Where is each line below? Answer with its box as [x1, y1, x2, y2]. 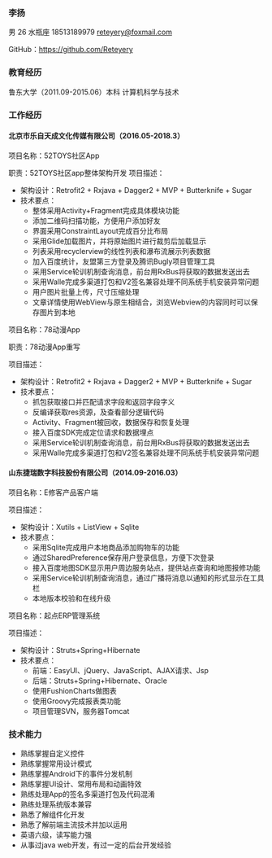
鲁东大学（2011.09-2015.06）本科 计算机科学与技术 [8, 87, 180, 97]
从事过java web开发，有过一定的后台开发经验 [19, 840, 172, 850]
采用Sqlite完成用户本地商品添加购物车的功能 [32, 542, 180, 552]
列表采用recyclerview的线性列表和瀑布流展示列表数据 [32, 246, 211, 256]
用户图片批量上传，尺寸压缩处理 [32, 287, 140, 296]
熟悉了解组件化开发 [19, 810, 85, 820]
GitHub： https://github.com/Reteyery [8, 45, 134, 55]
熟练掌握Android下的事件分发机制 [19, 769, 132, 779]
